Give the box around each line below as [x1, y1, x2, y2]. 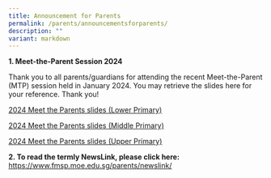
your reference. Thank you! [8, 90, 100, 100]
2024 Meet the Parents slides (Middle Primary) [8, 121, 164, 130]
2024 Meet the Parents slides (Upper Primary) [8, 137, 163, 146]
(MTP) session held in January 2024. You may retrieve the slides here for [8, 81, 252, 91]
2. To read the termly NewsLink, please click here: [8, 152, 180, 162]
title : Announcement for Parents [8, 11, 121, 20]
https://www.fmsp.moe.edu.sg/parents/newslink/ [8, 161, 172, 171]
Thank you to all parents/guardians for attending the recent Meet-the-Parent [8, 72, 263, 82]
